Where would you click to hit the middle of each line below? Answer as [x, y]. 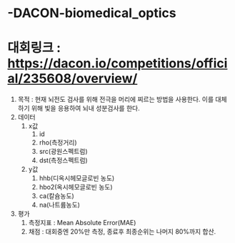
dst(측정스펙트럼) [63, 160]
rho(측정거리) [58, 143]
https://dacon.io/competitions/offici [117, 64]
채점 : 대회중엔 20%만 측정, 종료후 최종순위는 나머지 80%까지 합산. [122, 232]
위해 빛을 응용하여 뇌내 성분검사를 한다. [86, 108]
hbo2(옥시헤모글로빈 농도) [76, 187]
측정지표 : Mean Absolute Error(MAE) [82, 223]
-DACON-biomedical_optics [92, 13]
